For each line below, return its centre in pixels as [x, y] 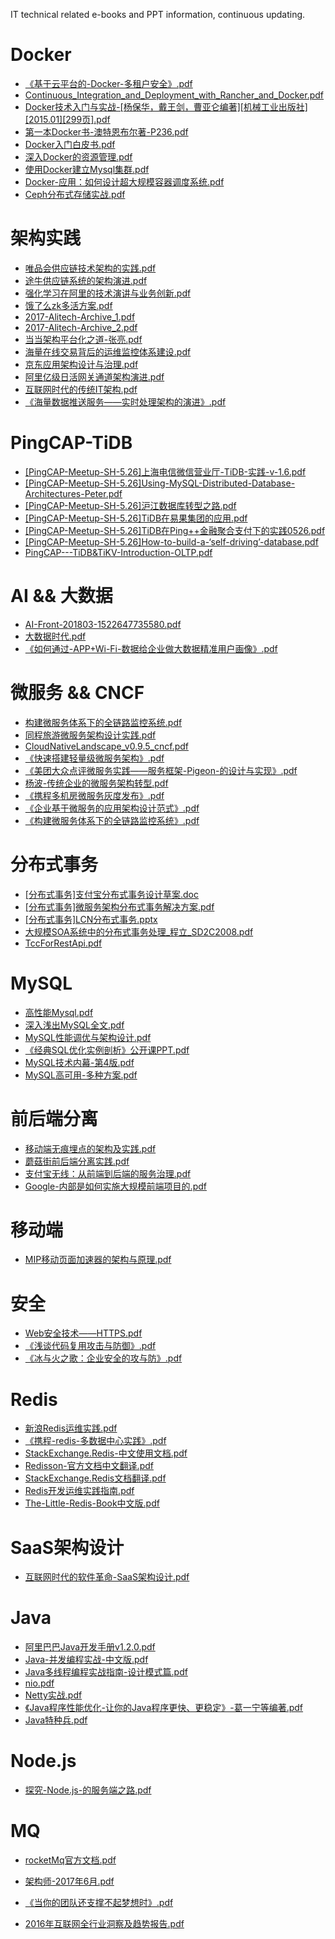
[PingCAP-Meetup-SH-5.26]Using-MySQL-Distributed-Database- [160, 483]
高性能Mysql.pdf [59, 1012]
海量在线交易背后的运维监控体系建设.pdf [108, 351]
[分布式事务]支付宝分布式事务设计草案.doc [112, 894]
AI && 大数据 [61, 596]
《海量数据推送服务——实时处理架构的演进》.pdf [125, 401]
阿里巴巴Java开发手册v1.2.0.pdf [90, 1647]
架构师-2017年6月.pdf [69, 1881]
